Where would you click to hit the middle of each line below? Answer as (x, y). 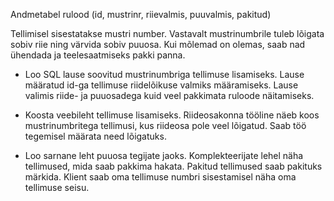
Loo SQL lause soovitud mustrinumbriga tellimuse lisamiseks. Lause (164, 74)
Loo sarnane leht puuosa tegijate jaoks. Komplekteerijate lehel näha (164, 155)
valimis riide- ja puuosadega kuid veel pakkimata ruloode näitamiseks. (169, 95)
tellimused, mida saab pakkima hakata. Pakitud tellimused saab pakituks (173, 166)
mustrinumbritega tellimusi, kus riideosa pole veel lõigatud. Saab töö (165, 125)
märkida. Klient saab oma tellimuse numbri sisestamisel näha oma (160, 177)
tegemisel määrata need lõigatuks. (95, 136)
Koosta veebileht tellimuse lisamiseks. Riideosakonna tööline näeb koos (172, 115)
